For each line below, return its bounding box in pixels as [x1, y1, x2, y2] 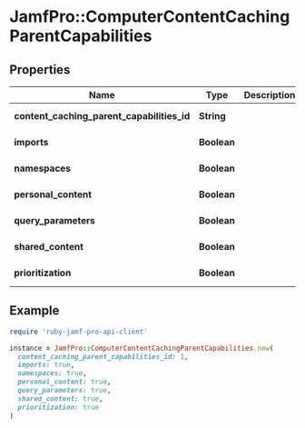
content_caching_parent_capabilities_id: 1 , [17, 352, 189, 361]
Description [243, 89, 296, 101]
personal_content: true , [17, 377, 112, 387]
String [198, 110, 227, 122]
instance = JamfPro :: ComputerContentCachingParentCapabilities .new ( [9, 343, 274, 353]
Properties [9, 62, 71, 77]
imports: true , [17, 361, 75, 370]
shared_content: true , [17, 393, 103, 403]
